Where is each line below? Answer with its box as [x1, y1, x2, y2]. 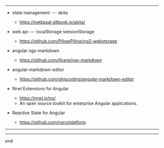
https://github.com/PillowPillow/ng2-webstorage [19, 38, 117, 44]
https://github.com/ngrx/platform [19, 120, 86, 125]
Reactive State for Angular [12, 110, 65, 116]
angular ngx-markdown [12, 48, 60, 53]
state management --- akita [12, 10, 68, 15]
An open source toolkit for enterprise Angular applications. [19, 100, 138, 106]
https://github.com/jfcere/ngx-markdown [19, 57, 102, 63]
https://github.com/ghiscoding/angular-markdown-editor [19, 76, 134, 82]
